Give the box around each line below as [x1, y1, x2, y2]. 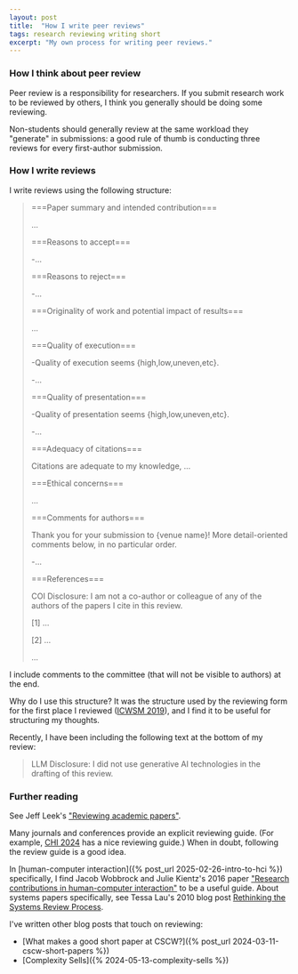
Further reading [9, 790, 78, 802]
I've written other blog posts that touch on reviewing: [9, 919, 203, 930]
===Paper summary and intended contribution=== [30, 202, 218, 213]
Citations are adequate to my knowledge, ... [30, 460, 191, 471]
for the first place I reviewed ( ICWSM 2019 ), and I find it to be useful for [9, 704, 271, 716]
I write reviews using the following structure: [9, 184, 172, 196]
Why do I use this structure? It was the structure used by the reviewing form [9, 696, 287, 706]
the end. [9, 678, 40, 689]
